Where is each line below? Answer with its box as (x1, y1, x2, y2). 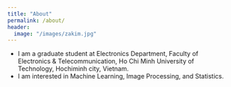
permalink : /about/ (7, 17, 65, 24)
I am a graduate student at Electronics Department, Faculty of (17, 50, 199, 58)
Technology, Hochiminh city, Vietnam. (17, 64, 129, 73)
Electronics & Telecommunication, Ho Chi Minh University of (17, 57, 195, 66)
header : (7, 23, 31, 30)
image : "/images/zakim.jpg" (14, 30, 97, 37)
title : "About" (7, 10, 53, 18)
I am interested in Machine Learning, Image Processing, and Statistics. (17, 72, 224, 81)
